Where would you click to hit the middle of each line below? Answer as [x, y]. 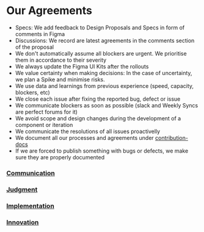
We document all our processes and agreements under [84, 137]
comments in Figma [40, 34]
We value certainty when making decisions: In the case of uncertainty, [104, 73]
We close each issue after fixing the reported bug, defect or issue [98, 99]
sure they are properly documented [60, 157]
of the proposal [34, 47]
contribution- [171, 137]
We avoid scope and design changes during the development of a [98, 118]
